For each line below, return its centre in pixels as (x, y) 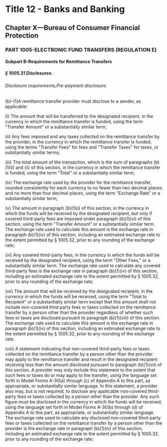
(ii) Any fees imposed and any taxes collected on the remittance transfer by (83, 136)
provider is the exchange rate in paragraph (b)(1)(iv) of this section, (74, 428)
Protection (22, 35)
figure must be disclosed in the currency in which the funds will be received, (84, 401)
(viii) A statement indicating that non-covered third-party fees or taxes (77, 348)
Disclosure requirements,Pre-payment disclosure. (56, 85)
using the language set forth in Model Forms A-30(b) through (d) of (74, 407)
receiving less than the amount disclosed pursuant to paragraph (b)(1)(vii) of (83, 364)
